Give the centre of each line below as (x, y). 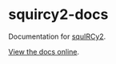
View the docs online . (44, 51)
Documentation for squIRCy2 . (57, 36)
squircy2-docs (58, 15)
